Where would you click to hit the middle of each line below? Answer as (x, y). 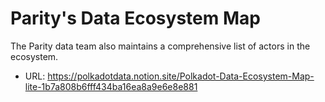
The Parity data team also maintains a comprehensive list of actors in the (160, 46)
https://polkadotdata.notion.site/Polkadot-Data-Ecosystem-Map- (181, 76)
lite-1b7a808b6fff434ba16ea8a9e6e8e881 (111, 86)
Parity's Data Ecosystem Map (135, 18)
